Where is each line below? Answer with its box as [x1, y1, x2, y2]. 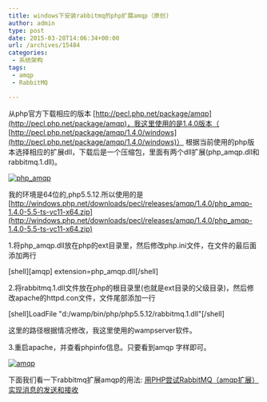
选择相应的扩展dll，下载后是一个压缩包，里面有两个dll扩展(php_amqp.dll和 [14, 147, 260, 157]
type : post [8, 26, 45, 34]
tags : [8, 64, 26, 72]
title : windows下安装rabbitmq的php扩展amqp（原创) [8, 11, 169, 20]
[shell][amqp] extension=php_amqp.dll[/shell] [8, 266, 158, 276]
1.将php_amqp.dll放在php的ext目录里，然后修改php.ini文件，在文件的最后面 [8, 241, 257, 250]
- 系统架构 [11, 57, 44, 65]
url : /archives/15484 [8, 42, 81, 50]
